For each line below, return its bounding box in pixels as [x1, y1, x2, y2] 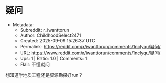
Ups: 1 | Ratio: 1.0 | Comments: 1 [20, 55, 87, 61]
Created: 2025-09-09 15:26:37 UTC [20, 37, 95, 43]
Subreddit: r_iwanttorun [20, 27, 70, 33]
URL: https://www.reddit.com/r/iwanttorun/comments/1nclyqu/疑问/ [20, 50, 161, 56]
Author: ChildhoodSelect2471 [20, 32, 81, 38]
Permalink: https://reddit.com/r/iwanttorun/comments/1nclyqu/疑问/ [20, 43, 161, 49]
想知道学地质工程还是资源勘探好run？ [5, 72, 84, 78]
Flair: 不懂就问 [20, 61, 50, 67]
